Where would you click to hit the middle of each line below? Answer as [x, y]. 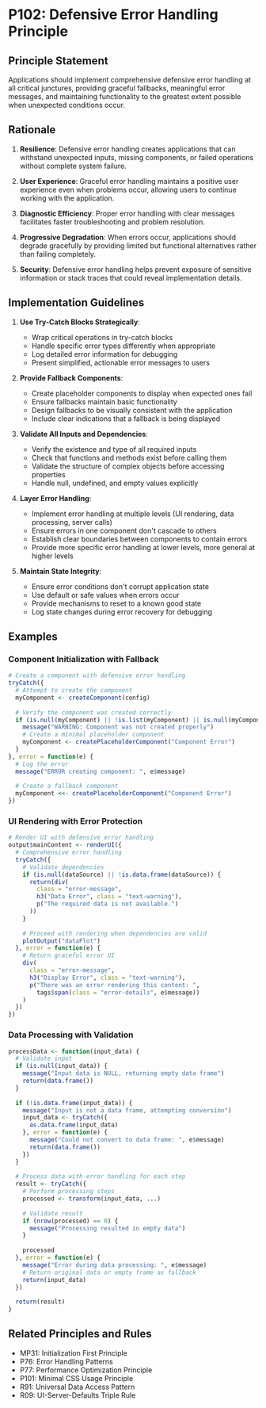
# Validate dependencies [63, 867]
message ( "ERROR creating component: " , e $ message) [101, 771]
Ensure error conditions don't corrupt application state [120, 586]
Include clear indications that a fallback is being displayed [126, 419]
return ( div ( [49, 882]
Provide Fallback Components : [71, 377]
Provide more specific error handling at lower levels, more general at [143, 547]
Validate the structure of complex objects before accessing [128, 466]
